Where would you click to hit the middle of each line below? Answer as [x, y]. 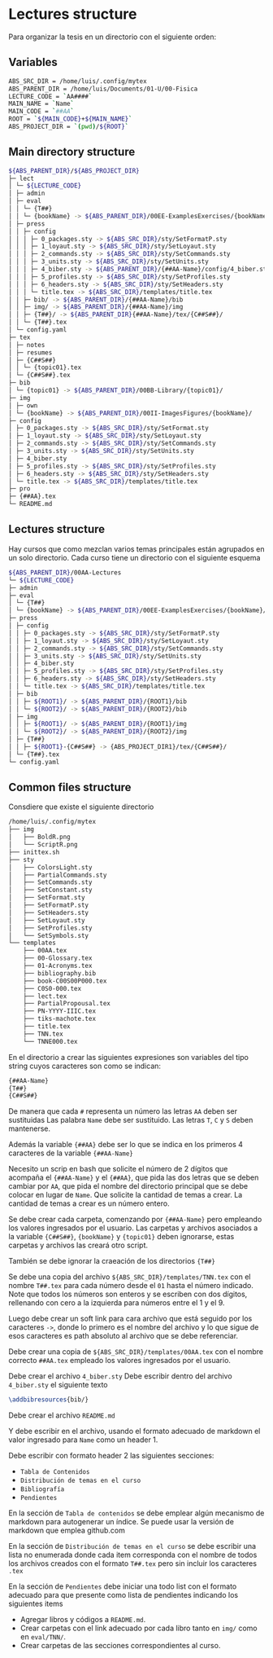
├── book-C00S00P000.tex [65, 981]
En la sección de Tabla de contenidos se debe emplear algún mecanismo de [136, 1513]
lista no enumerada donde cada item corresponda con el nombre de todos [133, 1555]
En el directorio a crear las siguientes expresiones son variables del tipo [129, 1057]
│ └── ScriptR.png [43, 845]
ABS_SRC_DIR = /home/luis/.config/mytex [78, 81]
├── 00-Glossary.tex [58, 958]
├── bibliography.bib [59, 973]
